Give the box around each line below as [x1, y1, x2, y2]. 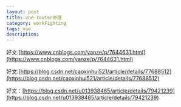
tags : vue [6, 25, 32, 32]
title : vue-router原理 [6, 15, 62, 21]
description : [6, 31, 39, 37]
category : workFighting [6, 20, 67, 26]
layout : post [6, 8, 39, 15]
